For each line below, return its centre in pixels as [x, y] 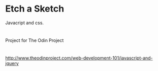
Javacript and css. [25, 23]
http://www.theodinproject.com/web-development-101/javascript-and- [79, 58]
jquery [12, 63]
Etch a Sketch [35, 9]
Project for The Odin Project [35, 40]
